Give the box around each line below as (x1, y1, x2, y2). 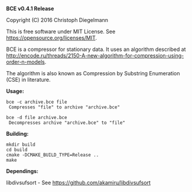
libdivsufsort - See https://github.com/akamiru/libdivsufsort (6, 179, 151, 186)
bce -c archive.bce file (6, 99, 67, 105)
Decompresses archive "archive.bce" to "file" (8, 120, 126, 126)
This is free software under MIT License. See (6, 28, 116, 35)
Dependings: (6, 168, 39, 174)
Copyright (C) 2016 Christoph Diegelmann (6, 17, 108, 23)
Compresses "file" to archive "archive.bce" (8, 104, 120, 110)
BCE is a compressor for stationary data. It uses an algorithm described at (6, 46, 186, 53)
